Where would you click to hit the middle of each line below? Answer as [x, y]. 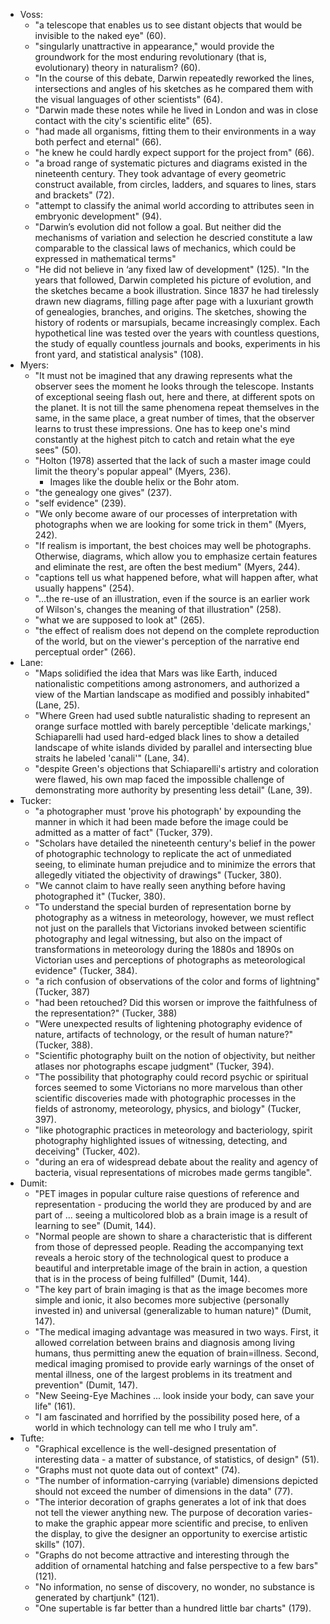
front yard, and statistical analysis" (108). [119, 354]
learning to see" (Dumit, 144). [95, 1225]
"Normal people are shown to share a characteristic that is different [173, 1236]
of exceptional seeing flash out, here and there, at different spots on [175, 397]
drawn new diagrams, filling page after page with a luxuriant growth [174, 301]
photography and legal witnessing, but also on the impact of [158, 938]
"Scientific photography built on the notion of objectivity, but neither [175, 1055]
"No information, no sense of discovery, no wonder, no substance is [174, 1587]
